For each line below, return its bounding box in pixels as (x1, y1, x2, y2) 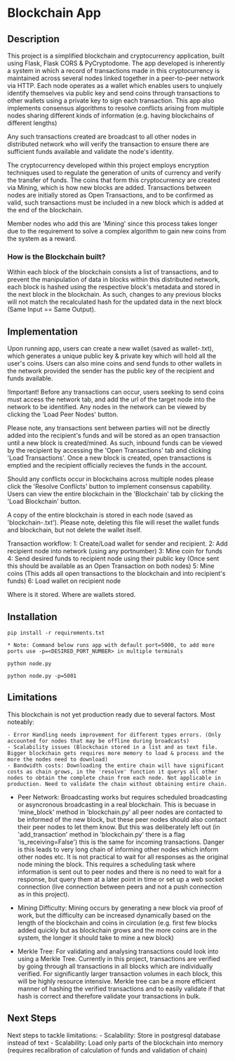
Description (7, 33, 60, 45)
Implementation (7, 326, 79, 337)
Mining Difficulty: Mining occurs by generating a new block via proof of (17, 904, 224, 912)
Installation (7, 610, 58, 623)
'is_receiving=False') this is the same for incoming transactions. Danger (17, 837, 224, 846)
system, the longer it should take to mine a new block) (17, 933, 174, 941)
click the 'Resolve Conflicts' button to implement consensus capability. (7, 482, 212, 491)
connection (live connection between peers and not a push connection (17, 882, 222, 891)
